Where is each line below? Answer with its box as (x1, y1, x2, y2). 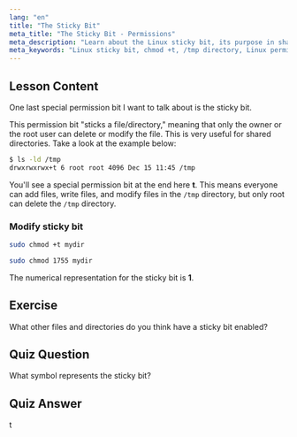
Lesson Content (9, 79, 99, 94)
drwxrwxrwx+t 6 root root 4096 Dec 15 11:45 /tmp (9, 163, 196, 172)
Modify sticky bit (9, 220, 84, 233)
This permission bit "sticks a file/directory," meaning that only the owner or (9, 119, 283, 129)
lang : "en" (9, 12, 49, 22)
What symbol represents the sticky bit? (9, 371, 152, 381)
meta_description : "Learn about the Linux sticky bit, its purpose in (9, 37, 275, 47)
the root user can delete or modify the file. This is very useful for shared (9, 128, 271, 139)
